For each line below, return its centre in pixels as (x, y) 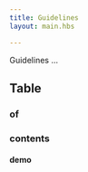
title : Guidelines (44, 18)
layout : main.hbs (42, 26)
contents (29, 139)
